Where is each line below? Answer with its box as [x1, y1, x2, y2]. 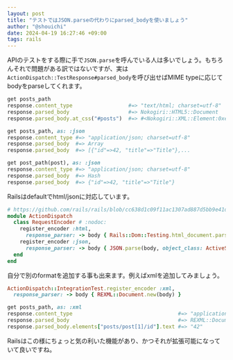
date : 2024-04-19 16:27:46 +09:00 [7, 29, 107, 37]
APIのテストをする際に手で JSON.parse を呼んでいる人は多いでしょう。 [7, 56, 206, 65]
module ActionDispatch [7, 212, 73, 219]
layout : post [7, 10, 45, 17]
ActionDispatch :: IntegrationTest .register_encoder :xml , [7, 285, 175, 292]
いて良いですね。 [7, 345, 56, 354]
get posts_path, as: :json [7, 128, 85, 135]
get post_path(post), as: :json [7, 160, 101, 166]
